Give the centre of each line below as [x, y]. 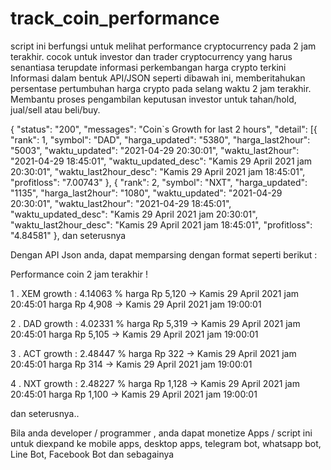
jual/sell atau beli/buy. [55, 109]
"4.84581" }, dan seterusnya [68, 235]
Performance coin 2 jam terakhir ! [79, 274]
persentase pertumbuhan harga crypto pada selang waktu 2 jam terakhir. [161, 88]
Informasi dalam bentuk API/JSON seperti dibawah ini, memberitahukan [158, 78]
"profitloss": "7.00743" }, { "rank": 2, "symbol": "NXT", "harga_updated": [159, 182]
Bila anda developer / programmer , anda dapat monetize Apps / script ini [161, 433]
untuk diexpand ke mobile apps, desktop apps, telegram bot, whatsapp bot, [166, 443]
